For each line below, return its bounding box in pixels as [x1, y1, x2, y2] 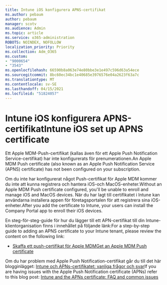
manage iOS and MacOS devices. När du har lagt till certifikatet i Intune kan [5, 192, 161, 198]
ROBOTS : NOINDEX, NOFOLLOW [5, 40, 61, 45]
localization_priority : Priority [5, 44, 75, 49]
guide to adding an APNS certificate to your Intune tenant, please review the [5, 228, 162, 234]
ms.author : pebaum [5, 12, 43, 17]
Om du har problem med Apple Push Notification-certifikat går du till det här [5, 258, 162, 264]
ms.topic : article [5, 30, 43, 35]
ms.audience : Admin [5, 26, 46, 31]
